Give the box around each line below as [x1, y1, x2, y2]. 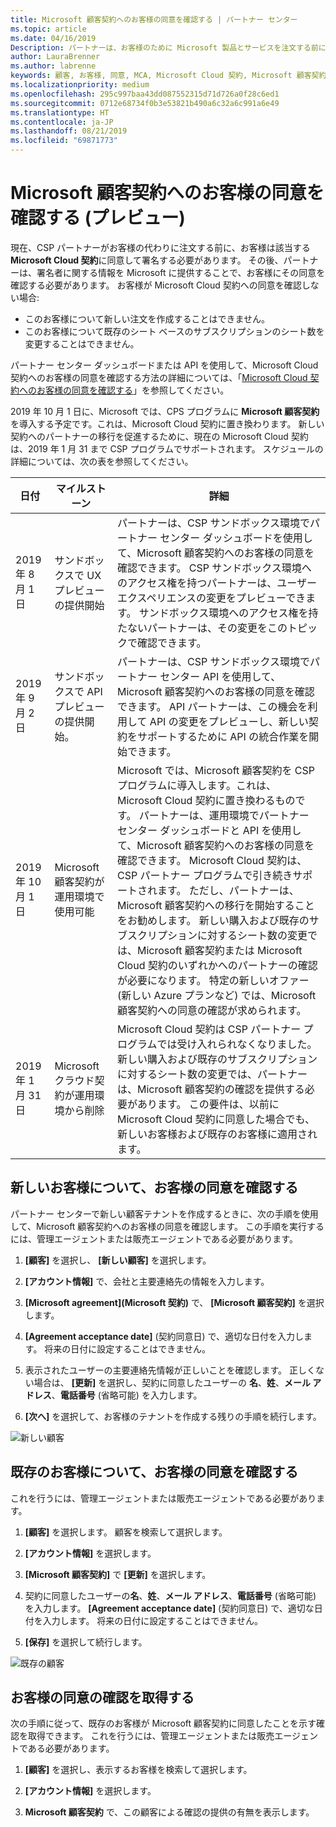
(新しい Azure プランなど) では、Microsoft [117, 988, 317, 1002]
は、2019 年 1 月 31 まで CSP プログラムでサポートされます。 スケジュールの [10, 442, 324, 455]
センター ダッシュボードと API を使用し [117, 823, 302, 837]
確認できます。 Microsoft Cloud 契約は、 [117, 853, 308, 867]
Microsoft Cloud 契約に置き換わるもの [117, 793, 296, 807]
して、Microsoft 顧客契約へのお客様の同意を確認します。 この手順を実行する [10, 1220, 325, 1232]
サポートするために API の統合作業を [137, 729, 310, 743]
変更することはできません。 [24, 337, 140, 350]
